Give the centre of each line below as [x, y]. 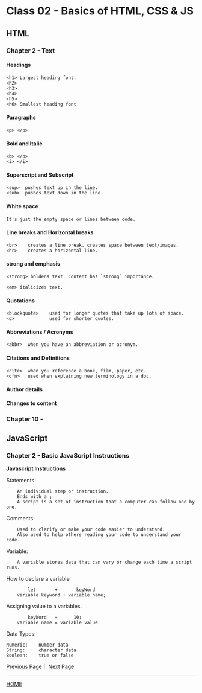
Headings [19, 65]
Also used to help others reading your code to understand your [99, 535]
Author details [25, 389]
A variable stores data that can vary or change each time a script [105, 563]
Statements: [21, 481]
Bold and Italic [25, 144]
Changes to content [32, 403]
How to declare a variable [38, 579]
